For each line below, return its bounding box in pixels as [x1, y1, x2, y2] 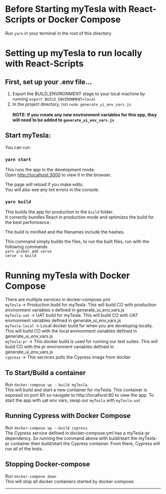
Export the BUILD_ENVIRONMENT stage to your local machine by [12, 90, 145, 97]
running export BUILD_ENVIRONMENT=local [12, 96, 96, 102]
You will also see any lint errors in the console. [5, 187, 100, 193]
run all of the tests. [5, 446, 43, 452]
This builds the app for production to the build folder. [5, 209, 114, 215]
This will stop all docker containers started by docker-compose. [5, 478, 135, 484]
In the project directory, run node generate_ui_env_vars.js [12, 101, 131, 107]
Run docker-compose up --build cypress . [5, 424, 89, 430]
